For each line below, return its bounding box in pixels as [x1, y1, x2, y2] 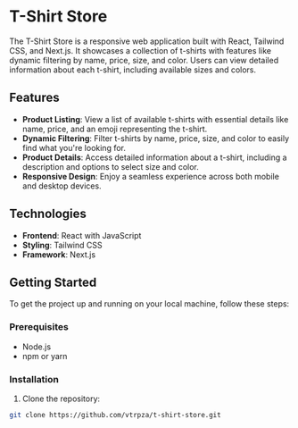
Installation [9, 373, 60, 385]
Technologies [9, 206, 87, 222]
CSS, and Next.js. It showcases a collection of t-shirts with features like [9, 45, 272, 55]
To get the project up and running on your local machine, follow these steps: [9, 298, 290, 309]
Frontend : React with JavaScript [21, 230, 142, 240]
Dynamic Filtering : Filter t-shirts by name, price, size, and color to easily [21, 132, 290, 144]
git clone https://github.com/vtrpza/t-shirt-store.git [9, 410, 221, 419]
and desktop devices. [21, 180, 102, 191]
